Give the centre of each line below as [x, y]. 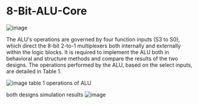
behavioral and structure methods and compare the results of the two [92, 58]
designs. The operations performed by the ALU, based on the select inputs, [99, 65]
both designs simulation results [45, 94]
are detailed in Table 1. [34, 71]
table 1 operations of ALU [60, 83]
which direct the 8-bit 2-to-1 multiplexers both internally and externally [94, 46]
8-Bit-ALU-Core [46, 11]
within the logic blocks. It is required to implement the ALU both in [88, 52]
